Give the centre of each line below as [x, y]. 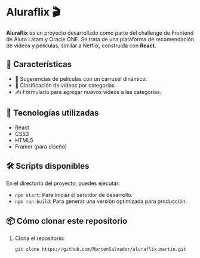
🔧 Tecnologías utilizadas [53, 113]
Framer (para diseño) [41, 146]
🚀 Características [39, 64]
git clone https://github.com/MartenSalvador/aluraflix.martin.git [100, 250]
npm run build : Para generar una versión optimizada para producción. [101, 201]
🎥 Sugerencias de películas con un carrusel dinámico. [81, 78]
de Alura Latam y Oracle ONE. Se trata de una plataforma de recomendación [100, 39]
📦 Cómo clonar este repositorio [67, 221]
